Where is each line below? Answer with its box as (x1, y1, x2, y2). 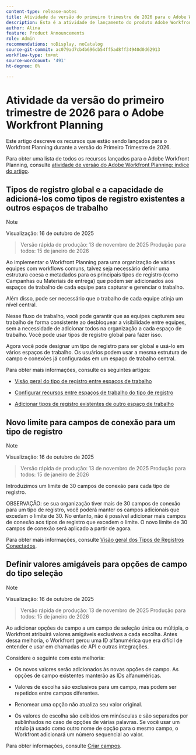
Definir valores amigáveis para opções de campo (6, 559, 188, 569)
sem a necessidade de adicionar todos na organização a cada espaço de (6, 325, 182, 332)
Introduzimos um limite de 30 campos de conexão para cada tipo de (6, 482, 170, 489)
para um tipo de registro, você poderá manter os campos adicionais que (6, 506, 180, 513)
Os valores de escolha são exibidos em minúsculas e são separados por (14, 712, 188, 719)
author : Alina (6, 25, 41, 31)
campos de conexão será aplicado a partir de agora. (6, 525, 132, 532)
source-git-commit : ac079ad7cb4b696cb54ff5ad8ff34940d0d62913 (6, 47, 160, 53)
